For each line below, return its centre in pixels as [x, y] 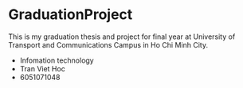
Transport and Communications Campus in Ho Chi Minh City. [108, 44]
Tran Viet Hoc [42, 68]
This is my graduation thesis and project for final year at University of [122, 36]
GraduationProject [71, 15]
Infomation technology [57, 60]
